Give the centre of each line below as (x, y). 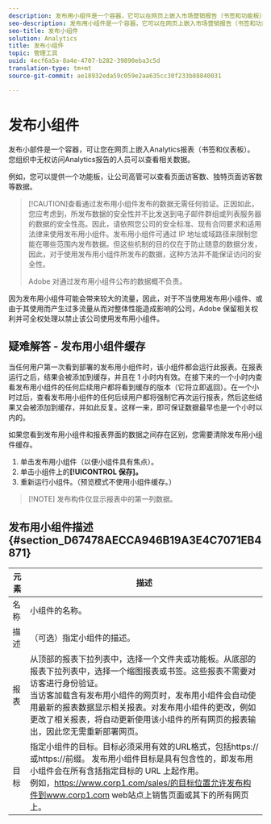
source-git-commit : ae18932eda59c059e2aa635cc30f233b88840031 (115, 76)
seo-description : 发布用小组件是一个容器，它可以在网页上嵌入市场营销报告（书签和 (132, 23)
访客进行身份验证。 (66, 684)
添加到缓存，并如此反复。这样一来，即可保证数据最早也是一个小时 (146, 407)
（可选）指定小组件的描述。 (82, 638)
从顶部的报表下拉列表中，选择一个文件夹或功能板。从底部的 (143, 660)
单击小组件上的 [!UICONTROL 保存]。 (81, 472)
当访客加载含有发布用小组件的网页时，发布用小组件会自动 (139, 696)
